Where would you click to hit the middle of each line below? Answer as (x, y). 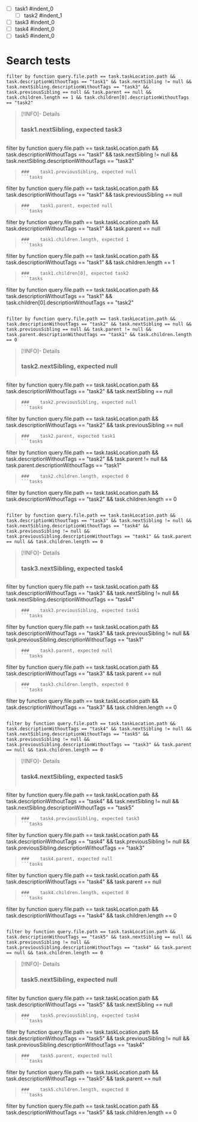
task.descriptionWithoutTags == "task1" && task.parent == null (83, 228)
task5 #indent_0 (35, 36)
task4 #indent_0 (35, 29)
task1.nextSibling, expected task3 (71, 130)
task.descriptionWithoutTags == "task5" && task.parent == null (84, 1078)
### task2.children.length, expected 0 (75, 476)
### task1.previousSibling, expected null (79, 172)
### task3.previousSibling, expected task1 (80, 611)
